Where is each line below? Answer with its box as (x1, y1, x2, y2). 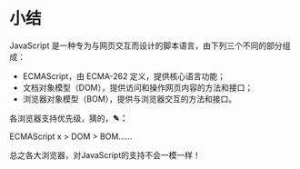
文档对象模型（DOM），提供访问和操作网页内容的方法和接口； (22, 82, 254, 93)
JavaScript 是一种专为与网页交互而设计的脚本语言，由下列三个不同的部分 (9, 40, 284, 51)
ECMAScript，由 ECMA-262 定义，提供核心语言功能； (22, 70, 225, 82)
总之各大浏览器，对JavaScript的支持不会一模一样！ (9, 149, 202, 160)
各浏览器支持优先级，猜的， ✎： (9, 113, 128, 124)
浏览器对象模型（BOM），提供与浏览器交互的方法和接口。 (22, 93, 237, 104)
